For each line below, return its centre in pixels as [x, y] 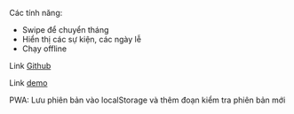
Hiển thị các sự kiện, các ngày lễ [82, 39]
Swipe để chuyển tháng [65, 30]
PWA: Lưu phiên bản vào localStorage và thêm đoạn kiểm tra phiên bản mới [147, 100]
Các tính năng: [36, 13]
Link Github [30, 66]
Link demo [28, 83]
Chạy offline [44, 49]
